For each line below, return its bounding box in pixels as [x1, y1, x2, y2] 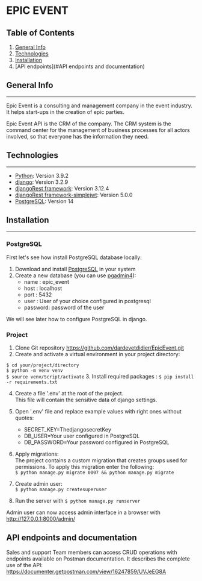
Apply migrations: [14, 450, 59, 458]
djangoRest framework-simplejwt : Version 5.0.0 [14, 191, 133, 198]
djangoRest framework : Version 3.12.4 [14, 184, 109, 192]
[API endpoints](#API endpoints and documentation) [14, 63, 145, 70]
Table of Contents [6, 28, 75, 38]
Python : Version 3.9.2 [14, 172, 69, 179]
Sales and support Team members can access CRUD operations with [6, 548, 177, 556]
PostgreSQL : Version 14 [14, 197, 74, 205]
